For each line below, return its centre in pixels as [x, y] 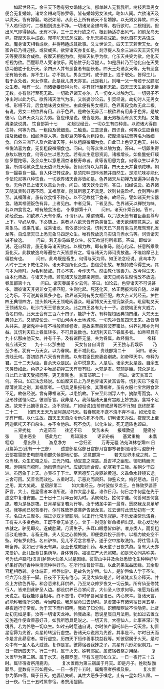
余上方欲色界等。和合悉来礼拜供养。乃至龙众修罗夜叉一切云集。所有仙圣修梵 [82, 583]
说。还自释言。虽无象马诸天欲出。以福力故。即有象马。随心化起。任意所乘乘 [82, 246]
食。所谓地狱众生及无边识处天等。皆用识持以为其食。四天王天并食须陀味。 [80, 166]
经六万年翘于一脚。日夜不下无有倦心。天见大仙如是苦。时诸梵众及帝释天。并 [82, 577]
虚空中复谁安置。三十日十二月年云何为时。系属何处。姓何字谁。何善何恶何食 [82, 498]
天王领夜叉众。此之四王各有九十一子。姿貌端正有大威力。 [101, 307]
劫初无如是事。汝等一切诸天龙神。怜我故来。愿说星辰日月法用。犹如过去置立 [82, 614]
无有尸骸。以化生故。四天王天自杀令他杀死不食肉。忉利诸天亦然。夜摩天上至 [82, 418]
